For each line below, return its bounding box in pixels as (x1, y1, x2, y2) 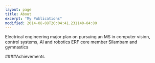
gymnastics (5, 44, 28, 50)
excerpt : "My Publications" (5, 16, 63, 21)
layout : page (5, 7, 32, 12)
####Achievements (5, 54, 45, 60)
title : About (5, 12, 32, 16)
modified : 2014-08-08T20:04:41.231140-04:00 (5, 20, 97, 26)
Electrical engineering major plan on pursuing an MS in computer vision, (5, 34, 151, 40)
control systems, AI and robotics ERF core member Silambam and (5, 39, 137, 45)
